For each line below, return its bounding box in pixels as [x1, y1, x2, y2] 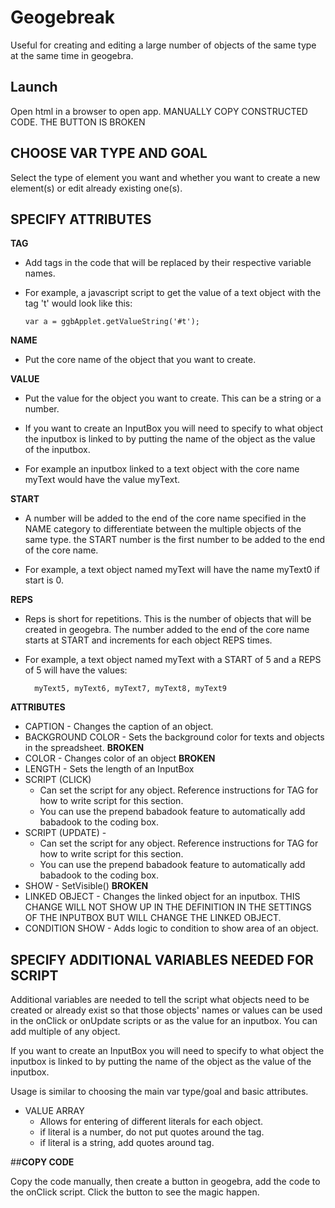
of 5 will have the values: [24, 664, 128, 676]
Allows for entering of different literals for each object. [39, 1116, 264, 1128]
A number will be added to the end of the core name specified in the [24, 512, 307, 525]
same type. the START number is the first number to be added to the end [24, 534, 326, 546]
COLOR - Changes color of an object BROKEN [24, 752, 216, 765]
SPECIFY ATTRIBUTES [10, 211, 152, 228]
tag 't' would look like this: [24, 297, 133, 310]
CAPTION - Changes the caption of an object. [24, 721, 214, 733]
